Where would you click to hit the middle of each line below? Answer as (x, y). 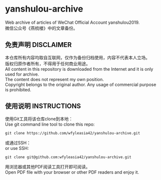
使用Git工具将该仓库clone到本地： (39, 119)
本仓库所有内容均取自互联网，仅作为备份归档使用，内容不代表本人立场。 (77, 57)
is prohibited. (18, 90)
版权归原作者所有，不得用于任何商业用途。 (48, 64)
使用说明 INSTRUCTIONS (43, 106)
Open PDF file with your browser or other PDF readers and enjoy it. (72, 172)
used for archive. (22, 74)
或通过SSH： (18, 143)
